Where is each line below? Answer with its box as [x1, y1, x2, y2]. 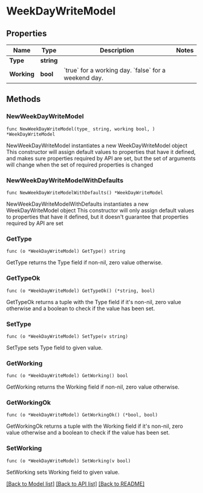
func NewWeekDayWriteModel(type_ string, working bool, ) [6, 126, 155, 132]
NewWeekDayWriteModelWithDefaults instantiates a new [6, 200, 149, 208]
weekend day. [63, 74, 104, 82]
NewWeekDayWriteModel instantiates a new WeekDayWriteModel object [6, 142, 188, 149]
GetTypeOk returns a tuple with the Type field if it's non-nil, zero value [6, 298, 181, 305]
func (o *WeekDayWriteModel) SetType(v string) [6, 333, 129, 339]
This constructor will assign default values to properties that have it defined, [6, 148, 196, 155]
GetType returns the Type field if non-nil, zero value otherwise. [6, 259, 163, 266]
